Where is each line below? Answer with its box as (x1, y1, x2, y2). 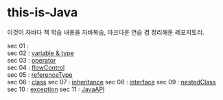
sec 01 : (7, 41, 29, 50)
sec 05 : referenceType (7, 70, 73, 79)
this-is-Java (7, 5, 78, 20)
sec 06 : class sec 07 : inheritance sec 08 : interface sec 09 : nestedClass (7, 78, 216, 86)
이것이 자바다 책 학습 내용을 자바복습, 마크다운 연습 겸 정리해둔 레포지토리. (7, 28, 204, 36)
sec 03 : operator (7, 56, 56, 64)
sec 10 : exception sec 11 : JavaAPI (7, 85, 105, 93)
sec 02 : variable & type (7, 49, 74, 57)
